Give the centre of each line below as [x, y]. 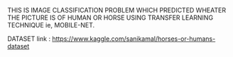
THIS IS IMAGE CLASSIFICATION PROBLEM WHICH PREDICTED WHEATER [116, 10]
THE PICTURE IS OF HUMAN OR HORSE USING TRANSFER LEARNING [110, 18]
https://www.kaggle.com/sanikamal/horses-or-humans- [134, 39]
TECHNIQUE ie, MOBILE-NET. [51, 25]
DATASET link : [29, 39]
